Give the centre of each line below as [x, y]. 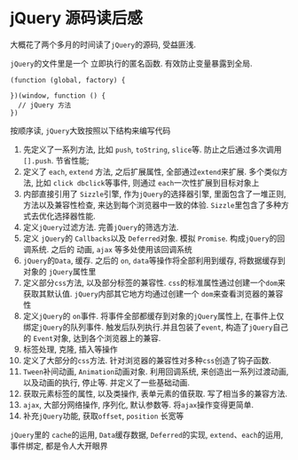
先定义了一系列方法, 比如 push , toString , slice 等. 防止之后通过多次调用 [152, 149]
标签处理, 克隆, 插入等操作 [70, 349]
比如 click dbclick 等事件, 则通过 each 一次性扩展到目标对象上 [147, 182]
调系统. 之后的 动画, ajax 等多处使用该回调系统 [108, 249]
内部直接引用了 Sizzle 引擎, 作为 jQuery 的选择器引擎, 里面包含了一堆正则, [154, 194]
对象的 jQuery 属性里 [59, 271]
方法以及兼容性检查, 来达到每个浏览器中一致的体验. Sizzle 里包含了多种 [152, 204]
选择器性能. [74, 216]
